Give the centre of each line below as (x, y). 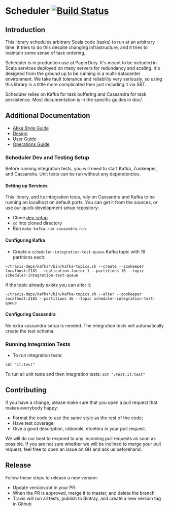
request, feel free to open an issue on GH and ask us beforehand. (74, 449)
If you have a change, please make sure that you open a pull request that (81, 402)
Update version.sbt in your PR (44, 488)
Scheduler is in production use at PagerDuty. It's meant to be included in (81, 63)
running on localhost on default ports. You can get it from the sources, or (81, 202)
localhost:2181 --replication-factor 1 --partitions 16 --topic (75, 271)
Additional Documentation (48, 116)
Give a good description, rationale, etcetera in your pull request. (79, 428)
